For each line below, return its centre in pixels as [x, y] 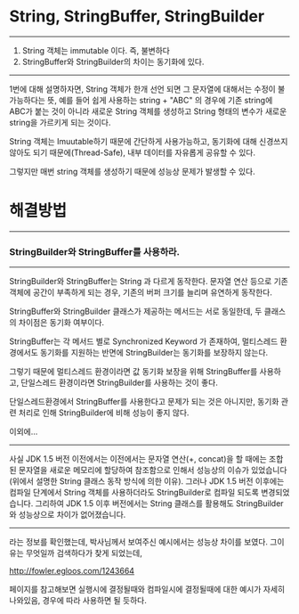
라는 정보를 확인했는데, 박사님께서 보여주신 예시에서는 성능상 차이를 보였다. [139, 542]
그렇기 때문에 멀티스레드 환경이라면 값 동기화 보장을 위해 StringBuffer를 [133, 372]
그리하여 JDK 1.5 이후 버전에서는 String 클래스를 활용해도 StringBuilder [159, 503]
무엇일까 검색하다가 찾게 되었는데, [84, 553]
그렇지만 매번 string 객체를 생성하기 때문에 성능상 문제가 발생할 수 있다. [132, 171]
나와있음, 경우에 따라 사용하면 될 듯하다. [78, 601]
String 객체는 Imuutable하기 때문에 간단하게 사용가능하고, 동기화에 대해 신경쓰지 [149, 141]
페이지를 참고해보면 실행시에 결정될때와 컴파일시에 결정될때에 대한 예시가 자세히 [147, 589]
